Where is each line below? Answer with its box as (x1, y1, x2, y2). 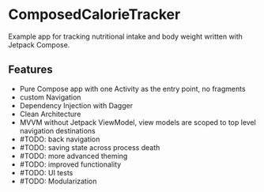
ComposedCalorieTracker (8, 6, 181, 24)
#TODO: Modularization (19, 176, 97, 186)
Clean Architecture (19, 109, 81, 119)
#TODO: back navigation (19, 134, 100, 144)
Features (8, 63, 53, 77)
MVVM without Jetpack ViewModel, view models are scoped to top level (19, 117, 257, 127)
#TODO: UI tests (19, 168, 74, 177)
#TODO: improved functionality (19, 160, 122, 169)
